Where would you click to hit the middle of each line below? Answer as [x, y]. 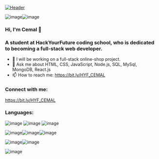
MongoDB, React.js [31, 70]
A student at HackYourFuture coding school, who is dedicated [80, 42]
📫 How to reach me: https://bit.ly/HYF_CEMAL [59, 75]
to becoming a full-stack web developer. [54, 49]
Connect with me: [26, 89]
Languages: [19, 113]
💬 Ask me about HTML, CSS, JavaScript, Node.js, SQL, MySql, [74, 64]
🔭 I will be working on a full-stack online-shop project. [66, 59]
